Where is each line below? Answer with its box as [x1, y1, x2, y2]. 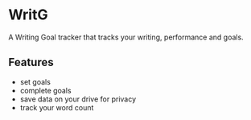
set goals [19, 77, 51, 86]
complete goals [19, 85, 72, 95]
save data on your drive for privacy [19, 94, 137, 104]
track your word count [19, 102, 94, 112]
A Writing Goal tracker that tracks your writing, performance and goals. [8, 32, 244, 42]
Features [8, 56, 54, 69]
